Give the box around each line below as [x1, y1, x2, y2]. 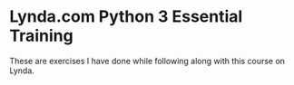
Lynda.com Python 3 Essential [9, 6, 243, 27]
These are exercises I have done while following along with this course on [9, 55, 286, 66]
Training [9, 25, 74, 46]
